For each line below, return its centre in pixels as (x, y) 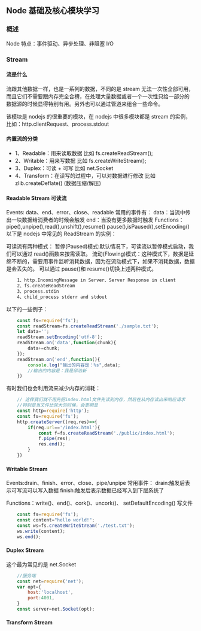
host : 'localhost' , (51, 592)
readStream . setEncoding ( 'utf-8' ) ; (60, 337)
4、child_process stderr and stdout (62, 297)
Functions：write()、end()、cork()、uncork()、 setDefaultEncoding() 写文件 (100, 503)
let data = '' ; (33, 332)
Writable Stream (27, 469)
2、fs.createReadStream (46, 286)
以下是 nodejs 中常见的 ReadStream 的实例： (61, 234)
